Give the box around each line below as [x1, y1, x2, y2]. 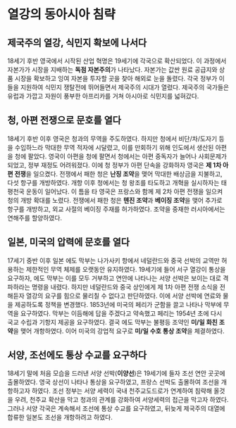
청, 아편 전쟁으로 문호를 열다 [7, 114, 122, 127]
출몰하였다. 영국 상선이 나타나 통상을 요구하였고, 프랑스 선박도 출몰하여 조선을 [7, 378, 220, 386]
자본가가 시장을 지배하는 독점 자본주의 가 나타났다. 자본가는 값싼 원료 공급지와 [7, 65, 218, 74]
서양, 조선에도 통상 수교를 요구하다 [7, 349, 147, 361]
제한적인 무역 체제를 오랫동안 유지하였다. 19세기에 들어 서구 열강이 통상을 [25, 265, 226, 273]
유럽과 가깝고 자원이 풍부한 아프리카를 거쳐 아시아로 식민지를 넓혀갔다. [7, 92, 199, 100]
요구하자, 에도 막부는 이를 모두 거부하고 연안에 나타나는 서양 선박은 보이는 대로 [7, 274, 222, 282]
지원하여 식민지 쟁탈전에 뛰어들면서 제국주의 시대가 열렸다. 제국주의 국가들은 [20, 83, 230, 92]
